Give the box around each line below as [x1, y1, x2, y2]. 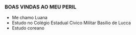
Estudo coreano [11, 25, 45, 31]
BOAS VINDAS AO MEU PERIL [4, 3, 76, 10]
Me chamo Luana [11, 15, 48, 21]
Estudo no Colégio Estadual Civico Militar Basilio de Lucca [11, 20, 131, 26]
